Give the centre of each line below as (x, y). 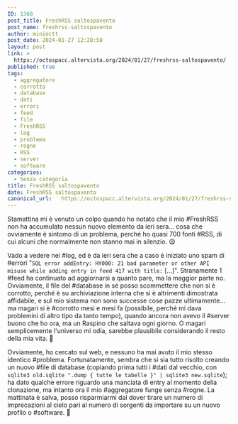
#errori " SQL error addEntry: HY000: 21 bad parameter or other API (109, 263)
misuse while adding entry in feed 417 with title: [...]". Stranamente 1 (115, 271)
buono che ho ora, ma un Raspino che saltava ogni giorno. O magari (107, 323)
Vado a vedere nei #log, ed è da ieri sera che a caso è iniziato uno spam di (116, 256)
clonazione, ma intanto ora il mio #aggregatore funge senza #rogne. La (111, 390)
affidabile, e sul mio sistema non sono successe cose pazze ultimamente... (117, 301)
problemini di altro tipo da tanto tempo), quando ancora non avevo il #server (119, 316)
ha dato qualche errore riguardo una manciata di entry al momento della (112, 382)
